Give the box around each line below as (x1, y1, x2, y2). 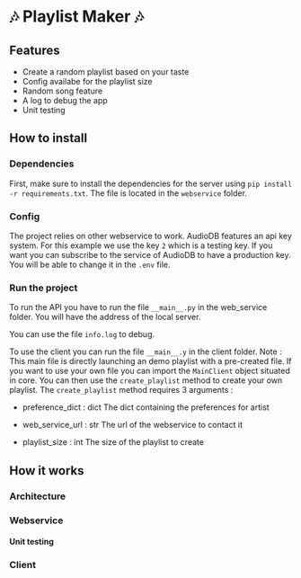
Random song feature (22, 85, 103, 96)
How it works (9, 463, 84, 478)
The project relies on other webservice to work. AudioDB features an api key (9, 230, 292, 241)
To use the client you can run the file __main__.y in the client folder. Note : (9, 346, 282, 357)
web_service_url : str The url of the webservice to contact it (22, 420, 243, 431)
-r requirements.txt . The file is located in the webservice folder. (9, 187, 247, 199)
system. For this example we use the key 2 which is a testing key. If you (9, 240, 273, 251)
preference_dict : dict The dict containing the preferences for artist (22, 402, 270, 413)
